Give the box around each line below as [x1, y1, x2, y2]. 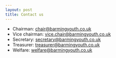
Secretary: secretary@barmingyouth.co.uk [12, 36, 101, 42]
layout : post [5, 7, 33, 12]
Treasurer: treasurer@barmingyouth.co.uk [12, 41, 100, 47]
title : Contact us [5, 12, 44, 17]
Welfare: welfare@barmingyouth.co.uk [12, 47, 92, 53]
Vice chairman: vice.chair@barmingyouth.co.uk [12, 31, 111, 37]
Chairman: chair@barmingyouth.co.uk [12, 25, 91, 31]
